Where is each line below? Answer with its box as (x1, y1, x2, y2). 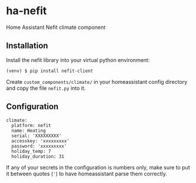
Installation (6, 41, 48, 51)
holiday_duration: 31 (11, 153, 65, 159)
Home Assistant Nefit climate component (6, 24, 106, 31)
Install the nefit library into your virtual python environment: (6, 56, 150, 63)
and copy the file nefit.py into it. (6, 84, 86, 91)
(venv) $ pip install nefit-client (6, 68, 94, 74)
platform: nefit (11, 122, 51, 128)
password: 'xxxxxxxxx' (11, 143, 67, 149)
